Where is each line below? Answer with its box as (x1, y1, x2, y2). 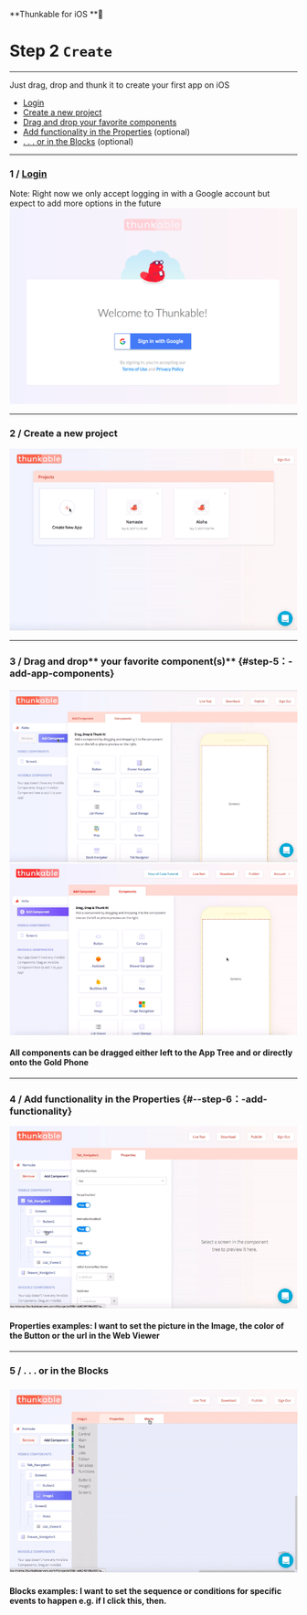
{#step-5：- (238, 655, 293, 668)
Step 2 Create (9, 41, 112, 61)
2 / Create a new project (9, 427, 118, 440)
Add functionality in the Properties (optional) (22, 126, 190, 137)
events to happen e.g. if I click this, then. (9, 1595, 167, 1606)
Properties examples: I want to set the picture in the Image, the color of (9, 1321, 285, 1332)
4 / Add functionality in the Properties (9, 1093, 181, 1106)
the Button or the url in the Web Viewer (9, 1331, 160, 1342)
